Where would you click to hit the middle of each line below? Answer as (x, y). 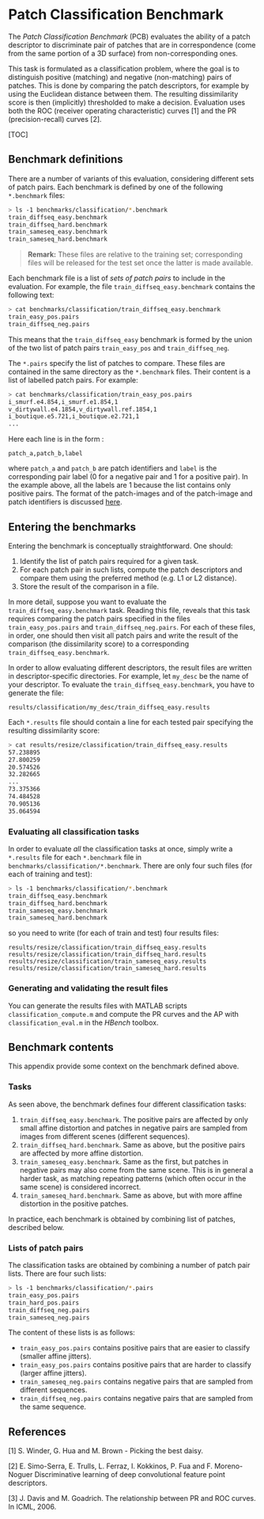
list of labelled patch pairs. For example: (73, 380)
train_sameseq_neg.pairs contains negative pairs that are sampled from (136, 1382)
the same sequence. (53, 1407)
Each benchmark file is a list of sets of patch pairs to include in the (117, 278)
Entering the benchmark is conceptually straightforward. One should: (121, 546)
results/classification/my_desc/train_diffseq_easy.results (109, 707)
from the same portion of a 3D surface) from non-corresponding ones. (123, 53)
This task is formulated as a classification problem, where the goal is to (124, 68)
